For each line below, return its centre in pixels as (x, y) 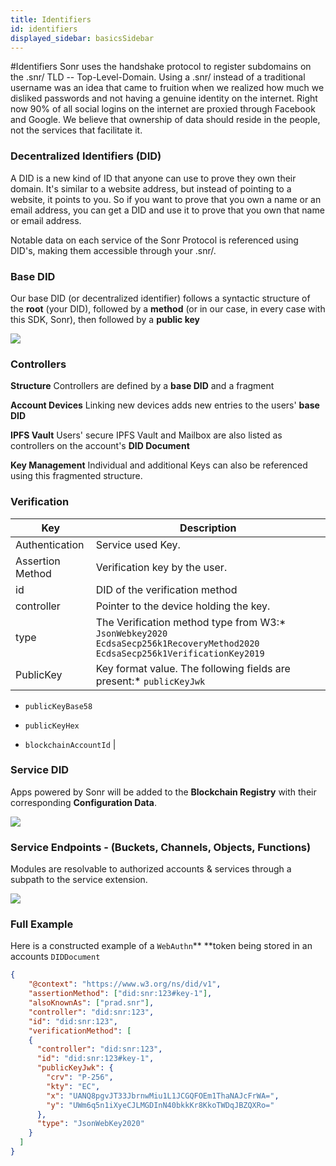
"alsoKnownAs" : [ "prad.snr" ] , (91, 1003)
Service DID (40, 770)
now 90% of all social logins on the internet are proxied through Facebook (163, 109)
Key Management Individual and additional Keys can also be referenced (159, 465)
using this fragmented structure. (76, 476)
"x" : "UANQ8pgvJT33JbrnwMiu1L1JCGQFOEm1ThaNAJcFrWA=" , (163, 1096)
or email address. (46, 220)
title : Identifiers (51, 19)
